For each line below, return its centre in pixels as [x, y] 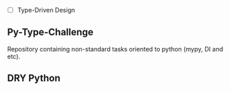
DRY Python [34, 78]
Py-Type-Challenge [50, 32]
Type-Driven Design [46, 10]
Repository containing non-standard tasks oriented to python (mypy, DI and [115, 49]
